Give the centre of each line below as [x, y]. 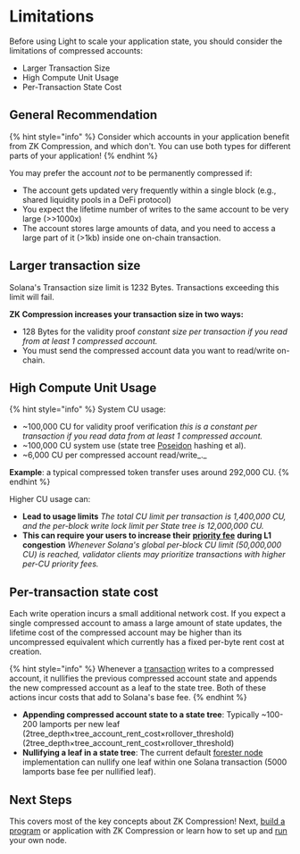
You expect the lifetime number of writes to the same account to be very [155, 209]
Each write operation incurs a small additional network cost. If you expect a [147, 614]
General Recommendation [83, 115]
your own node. [38, 840]
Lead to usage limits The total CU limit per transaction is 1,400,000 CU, [154, 516]
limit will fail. [32, 297]
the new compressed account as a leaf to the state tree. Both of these [137, 688]
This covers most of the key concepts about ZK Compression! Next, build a [147, 821]
